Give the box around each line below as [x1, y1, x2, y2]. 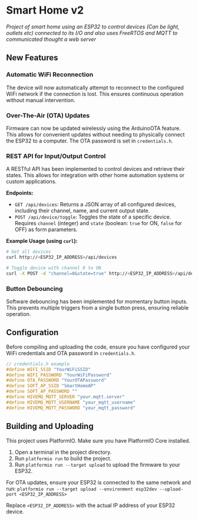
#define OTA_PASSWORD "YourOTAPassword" [6, 378, 107, 383]
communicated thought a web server [6, 35, 96, 43]
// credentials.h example [6, 361, 70, 367]
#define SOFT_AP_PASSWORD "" [6, 388, 78, 395]
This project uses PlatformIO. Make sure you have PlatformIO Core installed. [6, 437, 190, 444]
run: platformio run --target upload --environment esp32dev [6, 485, 157, 492]
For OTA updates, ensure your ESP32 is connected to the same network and [6, 479, 192, 486]
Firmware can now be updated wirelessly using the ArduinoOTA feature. [6, 125, 181, 132]
